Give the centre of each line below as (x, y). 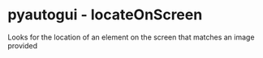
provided (23, 45)
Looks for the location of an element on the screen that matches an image (131, 37)
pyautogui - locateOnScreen (105, 15)
